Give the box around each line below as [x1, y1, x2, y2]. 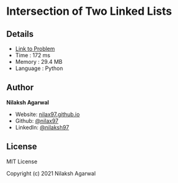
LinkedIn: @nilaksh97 [15, 123, 69, 131]
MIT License [6, 158, 38, 165]
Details [6, 29, 34, 39]
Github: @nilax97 [15, 117, 59, 124]
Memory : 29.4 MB [15, 58, 63, 65]
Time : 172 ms [15, 52, 51, 59]
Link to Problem [15, 45, 55, 52]
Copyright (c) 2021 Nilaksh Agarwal [6, 169, 96, 177]
